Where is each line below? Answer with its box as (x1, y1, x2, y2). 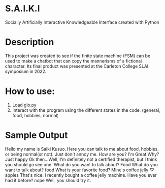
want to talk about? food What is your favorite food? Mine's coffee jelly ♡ (5, 167, 154, 173)
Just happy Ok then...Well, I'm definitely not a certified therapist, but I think (5, 156, 157, 162)
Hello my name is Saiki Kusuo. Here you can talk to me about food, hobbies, (5, 146, 159, 152)
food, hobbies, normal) (12, 112, 59, 118)
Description (5, 36, 54, 48)
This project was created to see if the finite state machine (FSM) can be (5, 53, 151, 59)
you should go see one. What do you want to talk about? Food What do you (5, 161, 158, 167)
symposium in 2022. (5, 68, 47, 74)
